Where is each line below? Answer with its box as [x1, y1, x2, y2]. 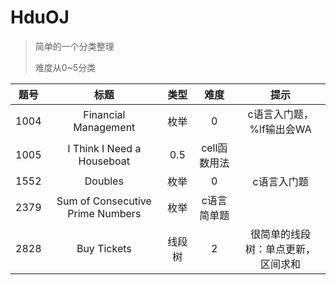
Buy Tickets [76, 241, 132, 255]
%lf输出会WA [249, 122, 312, 136]
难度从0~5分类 [34, 61, 97, 73]
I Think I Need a [67, 141, 142, 155]
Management [73, 120, 136, 134]
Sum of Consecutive [56, 194, 152, 208]
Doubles [84, 174, 124, 188]
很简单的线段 [250, 227, 312, 241]
